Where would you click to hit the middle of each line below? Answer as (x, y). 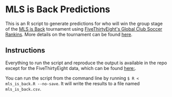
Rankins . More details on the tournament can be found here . (69, 34)
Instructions (25, 50)
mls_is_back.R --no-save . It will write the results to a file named (73, 83)
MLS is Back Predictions (58, 9)
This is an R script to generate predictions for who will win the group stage (84, 23)
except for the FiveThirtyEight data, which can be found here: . (71, 68)
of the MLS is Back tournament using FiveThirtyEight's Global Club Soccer (84, 29)
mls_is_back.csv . (23, 89)
